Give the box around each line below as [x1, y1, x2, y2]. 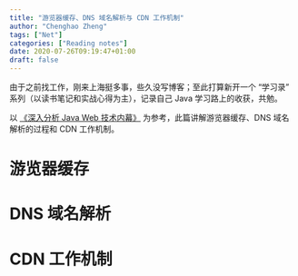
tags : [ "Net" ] [9, 30, 64, 39]
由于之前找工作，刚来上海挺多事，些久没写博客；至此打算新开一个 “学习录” [9, 82, 290, 92]
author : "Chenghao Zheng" [9, 22, 107, 31]
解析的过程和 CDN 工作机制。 [9, 123, 120, 134]
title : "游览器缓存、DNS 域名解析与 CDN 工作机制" [9, 13, 184, 23]
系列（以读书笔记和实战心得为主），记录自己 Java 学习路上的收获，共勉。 [9, 93, 283, 103]
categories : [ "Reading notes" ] [9, 38, 128, 48]
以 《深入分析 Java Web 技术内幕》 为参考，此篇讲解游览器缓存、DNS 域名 [9, 113, 290, 123]
